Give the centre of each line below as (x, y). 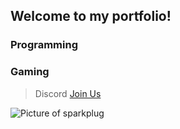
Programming (44, 45)
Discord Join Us (68, 93)
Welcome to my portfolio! (91, 16)
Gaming (30, 72)
